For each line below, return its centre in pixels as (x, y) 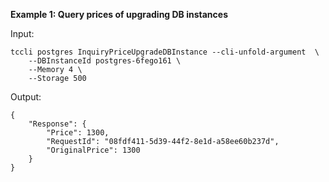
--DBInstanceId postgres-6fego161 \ (105, 61)
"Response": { (57, 124)
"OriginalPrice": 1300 (93, 150)
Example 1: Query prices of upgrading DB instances (119, 14)
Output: (26, 97)
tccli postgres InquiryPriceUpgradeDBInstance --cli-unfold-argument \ (165, 52)
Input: (22, 33)
